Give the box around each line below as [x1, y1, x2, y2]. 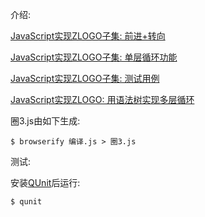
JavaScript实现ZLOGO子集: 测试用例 [10, 73, 160, 84]
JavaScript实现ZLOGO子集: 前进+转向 [10, 30, 166, 42]
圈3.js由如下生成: [10, 115, 81, 127]
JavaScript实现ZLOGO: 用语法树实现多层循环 [10, 94, 195, 105]
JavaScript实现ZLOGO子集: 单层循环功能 [10, 51, 178, 63]
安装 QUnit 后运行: [10, 177, 81, 188]
